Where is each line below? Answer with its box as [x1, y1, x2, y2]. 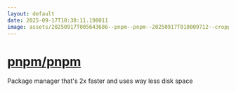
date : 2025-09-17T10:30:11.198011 [7, 17, 109, 24]
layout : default [7, 10, 55, 18]
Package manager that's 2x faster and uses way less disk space [7, 77, 193, 85]
